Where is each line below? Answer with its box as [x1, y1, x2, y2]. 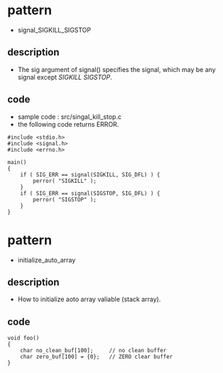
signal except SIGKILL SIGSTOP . [17, 73, 112, 81]
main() [7, 159, 27, 166]
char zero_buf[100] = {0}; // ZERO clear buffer [20, 353, 173, 361]
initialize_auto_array [17, 256, 76, 264]
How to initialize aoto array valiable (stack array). [17, 295, 161, 304]
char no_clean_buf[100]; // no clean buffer [20, 347, 167, 354]
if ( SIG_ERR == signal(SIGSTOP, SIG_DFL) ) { [20, 189, 161, 197]
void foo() [7, 335, 40, 342]
